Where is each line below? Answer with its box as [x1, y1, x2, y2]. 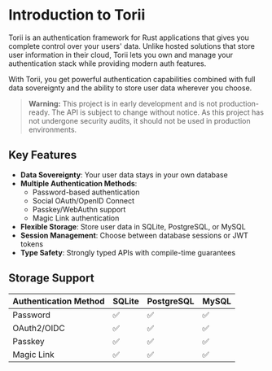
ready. [28, 107, 50, 117]
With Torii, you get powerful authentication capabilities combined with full [8, 74, 256, 84]
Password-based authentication [32, 187, 140, 197]
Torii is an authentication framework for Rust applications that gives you [8, 33, 250, 42]
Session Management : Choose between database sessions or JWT [20, 230, 248, 240]
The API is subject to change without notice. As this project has [51, 107, 265, 117]
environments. [28, 124, 77, 134]
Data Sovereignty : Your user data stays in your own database [20, 169, 228, 180]
